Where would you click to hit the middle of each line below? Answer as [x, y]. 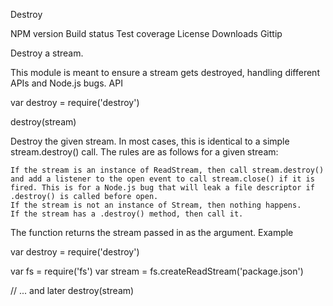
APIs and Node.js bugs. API [66, 83]
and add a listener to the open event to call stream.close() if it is [162, 179]
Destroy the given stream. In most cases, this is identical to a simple [150, 141]
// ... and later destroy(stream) [72, 290]
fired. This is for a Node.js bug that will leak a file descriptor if [162, 188]
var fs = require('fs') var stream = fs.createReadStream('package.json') [157, 271]
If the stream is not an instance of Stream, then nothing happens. [156, 205]
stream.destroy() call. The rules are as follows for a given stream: [144, 152]
